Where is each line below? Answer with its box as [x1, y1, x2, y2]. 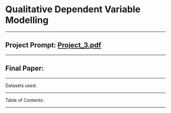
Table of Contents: [5, 97, 44, 103]
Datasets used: [5, 82, 37, 89]
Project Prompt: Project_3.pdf [5, 41, 102, 49]
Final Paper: [5, 64, 44, 73]
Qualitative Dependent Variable [5, 4, 141, 15]
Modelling [5, 14, 49, 26]
